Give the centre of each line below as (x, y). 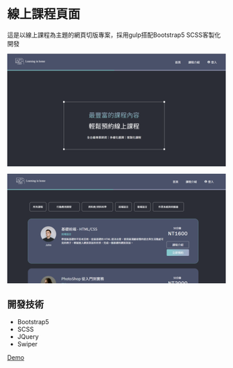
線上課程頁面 (44, 14)
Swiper (27, 344)
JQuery (28, 336)
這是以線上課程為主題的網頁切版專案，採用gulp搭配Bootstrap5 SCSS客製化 (114, 35)
